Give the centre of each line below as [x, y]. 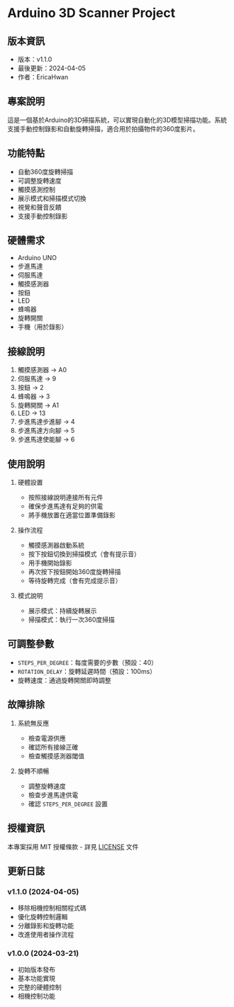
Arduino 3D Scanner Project [91, 13]
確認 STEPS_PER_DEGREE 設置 [68, 804]
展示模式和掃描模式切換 [52, 198]
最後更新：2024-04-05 [52, 68]
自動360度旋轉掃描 [45, 171]
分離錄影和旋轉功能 [46, 926]
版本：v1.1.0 [35, 59]
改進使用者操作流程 [46, 935]
